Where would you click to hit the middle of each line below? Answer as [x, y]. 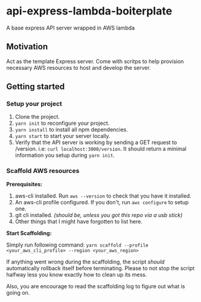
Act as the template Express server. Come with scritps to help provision [95, 61]
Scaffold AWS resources [43, 171]
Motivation [27, 47]
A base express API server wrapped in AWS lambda [71, 28]
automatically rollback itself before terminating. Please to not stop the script [101, 268]
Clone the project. [37, 117]
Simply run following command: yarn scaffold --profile [78, 245]
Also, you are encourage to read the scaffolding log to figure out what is [96, 286]
